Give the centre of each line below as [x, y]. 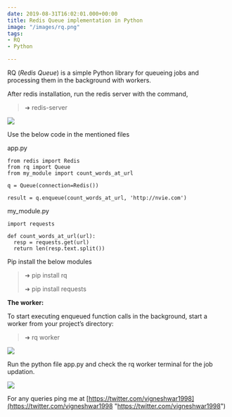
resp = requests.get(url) [52, 242]
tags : [15, 33]
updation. [21, 372]
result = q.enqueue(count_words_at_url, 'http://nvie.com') [97, 198]
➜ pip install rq [46, 275]
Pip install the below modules [50, 262]
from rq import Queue [39, 167]
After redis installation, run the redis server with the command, [98, 94]
